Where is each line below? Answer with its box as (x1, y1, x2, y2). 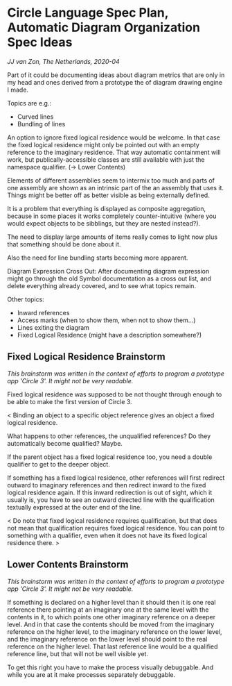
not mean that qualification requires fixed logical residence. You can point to (7, 524, 225, 532)
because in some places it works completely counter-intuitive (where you (7, 212, 217, 220)
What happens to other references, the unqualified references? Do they (7, 432, 211, 440)
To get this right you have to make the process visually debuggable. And (7, 663, 213, 671)
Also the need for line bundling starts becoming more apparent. (7, 253, 188, 262)
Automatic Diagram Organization (7, 19, 201, 35)
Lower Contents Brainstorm (7, 559, 130, 571)
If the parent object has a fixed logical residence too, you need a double (7, 453, 213, 461)
